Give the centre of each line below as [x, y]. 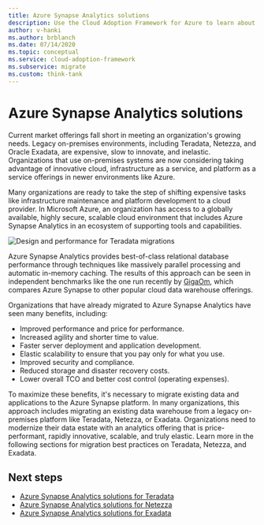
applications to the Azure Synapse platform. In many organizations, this [124, 402]
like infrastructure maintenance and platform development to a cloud [119, 200]
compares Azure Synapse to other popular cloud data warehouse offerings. [131, 289]
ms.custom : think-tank [45, 74]
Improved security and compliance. [77, 362]
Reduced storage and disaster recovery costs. [95, 370]
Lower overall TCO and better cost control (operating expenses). [125, 378]
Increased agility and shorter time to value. [89, 337]
